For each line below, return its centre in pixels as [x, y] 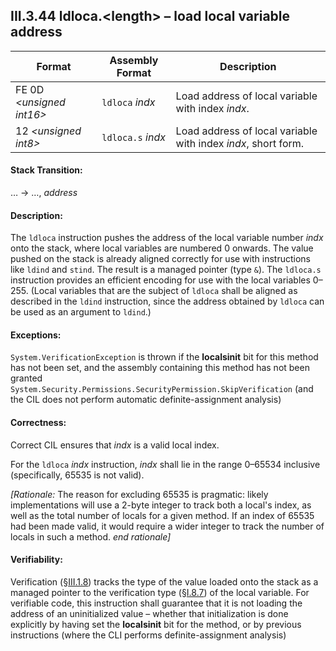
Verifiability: [36, 560]
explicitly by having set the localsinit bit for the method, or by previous [156, 624]
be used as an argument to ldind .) [81, 312]
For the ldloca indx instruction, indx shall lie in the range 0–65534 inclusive [165, 464]
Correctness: [38, 423]
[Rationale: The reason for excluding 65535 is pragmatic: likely [139, 494]
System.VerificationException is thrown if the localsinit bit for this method [164, 357]
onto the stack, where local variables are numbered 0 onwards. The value [162, 248]
